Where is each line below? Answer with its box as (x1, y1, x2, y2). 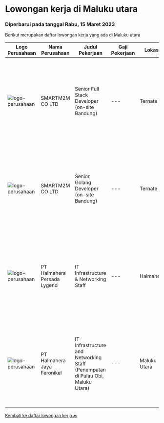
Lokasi (144, 47, 160, 53)
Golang (75, 179, 92, 186)
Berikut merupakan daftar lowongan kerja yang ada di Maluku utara (5, 32, 141, 38)
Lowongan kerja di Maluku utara (5, 3, 138, 15)
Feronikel (41, 370, 62, 376)
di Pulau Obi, (75, 373, 104, 379)
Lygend (41, 282, 58, 289)
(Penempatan (75, 366, 106, 373)
